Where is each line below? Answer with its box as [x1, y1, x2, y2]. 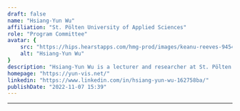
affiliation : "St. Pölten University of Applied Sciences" [7, 23, 187, 31]
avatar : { [7, 37, 37, 44]
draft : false [7, 10, 46, 18]
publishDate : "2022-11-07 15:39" [7, 83, 107, 90]
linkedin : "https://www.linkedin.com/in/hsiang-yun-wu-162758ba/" [7, 76, 209, 84]
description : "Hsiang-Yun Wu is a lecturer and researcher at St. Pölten [7, 63, 232, 70]
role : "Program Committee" [7, 30, 88, 38]
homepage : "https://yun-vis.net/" [7, 70, 111, 77]
